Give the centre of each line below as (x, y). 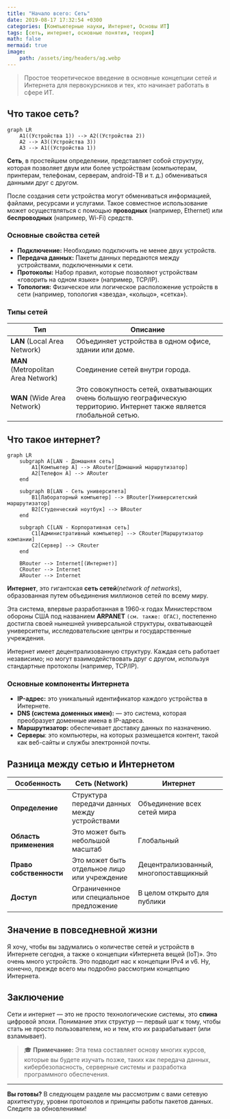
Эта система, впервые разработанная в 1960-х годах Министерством (110, 609)
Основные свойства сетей (54, 236)
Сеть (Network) (102, 784)
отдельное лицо (98, 869)
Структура (89, 795)
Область (25, 837)
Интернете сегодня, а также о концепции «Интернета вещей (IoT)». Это (112, 954)
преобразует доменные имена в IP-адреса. (81, 721)
